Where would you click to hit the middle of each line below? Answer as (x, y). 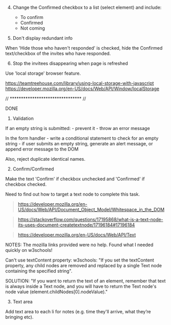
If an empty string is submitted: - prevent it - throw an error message (78, 128)
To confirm (32, 17)
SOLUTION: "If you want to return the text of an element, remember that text (86, 281)
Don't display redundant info (43, 38)
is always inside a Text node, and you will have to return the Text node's (81, 286)
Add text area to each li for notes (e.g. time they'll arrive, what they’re (78, 311)
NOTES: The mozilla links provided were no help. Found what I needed (79, 245)
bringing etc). (19, 317)
